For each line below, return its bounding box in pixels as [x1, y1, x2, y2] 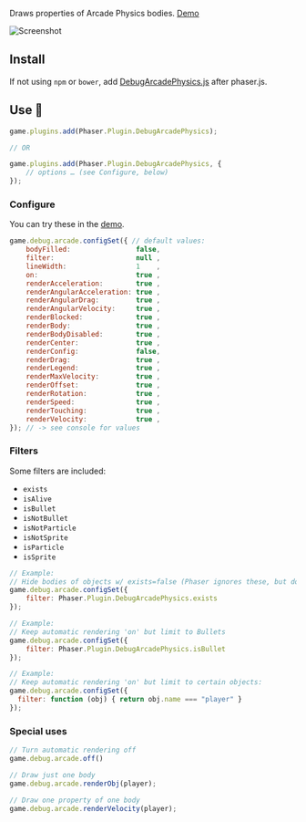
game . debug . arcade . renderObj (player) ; [9, 779, 157, 788]
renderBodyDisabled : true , [25, 329, 161, 338]
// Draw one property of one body [9, 796, 141, 805]
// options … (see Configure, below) [25, 168, 169, 177]
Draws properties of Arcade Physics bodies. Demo [9, 8, 199, 18]
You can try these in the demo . [9, 219, 125, 230]
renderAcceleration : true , [25, 278, 161, 288]
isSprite [22, 552, 56, 562]
